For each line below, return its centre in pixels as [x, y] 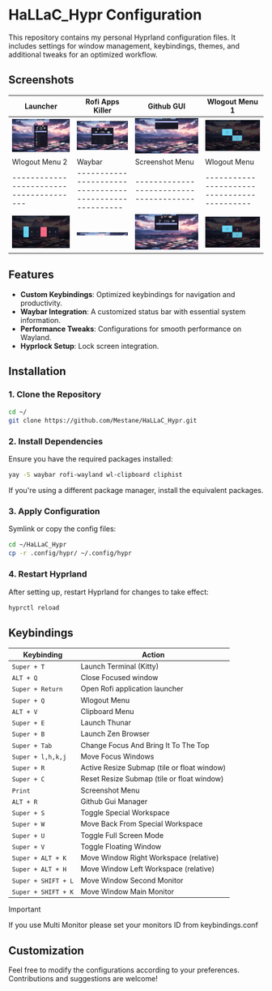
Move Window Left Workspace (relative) [148, 869]
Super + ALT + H [39, 870]
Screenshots [41, 80]
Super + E [28, 723]
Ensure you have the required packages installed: [91, 459]
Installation [37, 371]
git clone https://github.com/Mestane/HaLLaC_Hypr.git [103, 421]
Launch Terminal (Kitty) [120, 666]
